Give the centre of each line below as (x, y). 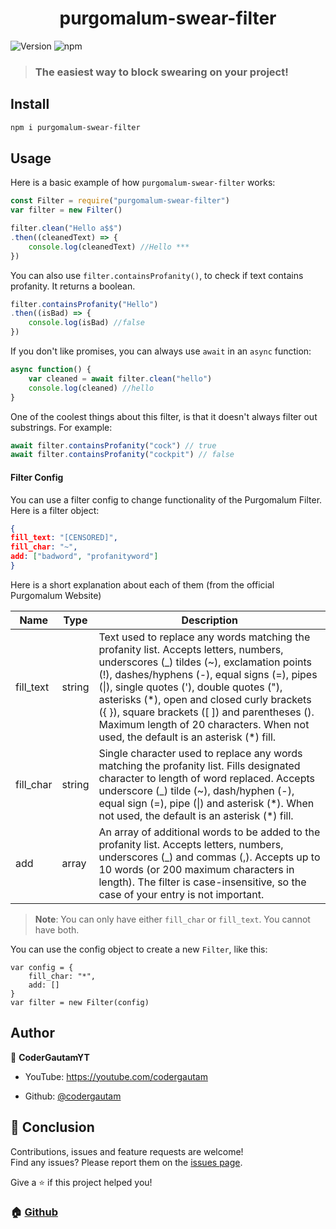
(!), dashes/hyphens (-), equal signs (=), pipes (208, 674)
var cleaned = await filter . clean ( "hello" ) (120, 378)
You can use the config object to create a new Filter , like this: (139, 949)
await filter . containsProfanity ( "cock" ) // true (113, 445)
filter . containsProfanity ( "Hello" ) (84, 304)
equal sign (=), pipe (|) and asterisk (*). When (206, 803)
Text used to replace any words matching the (204, 637)
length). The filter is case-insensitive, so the (202, 882)
